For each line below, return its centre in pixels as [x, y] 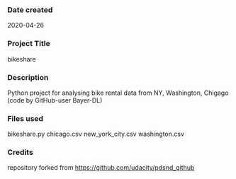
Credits [20, 152]
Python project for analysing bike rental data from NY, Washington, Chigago [118, 93]
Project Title [29, 44]
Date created [30, 10]
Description [28, 77]
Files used [26, 118]
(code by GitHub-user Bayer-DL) [55, 100]
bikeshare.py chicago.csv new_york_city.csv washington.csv [96, 134]
